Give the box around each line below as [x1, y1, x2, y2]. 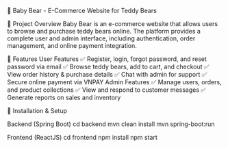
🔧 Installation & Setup [7, 107, 67, 114]
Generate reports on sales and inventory [7, 93, 121, 101]
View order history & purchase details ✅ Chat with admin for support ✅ [7, 71, 207, 78]
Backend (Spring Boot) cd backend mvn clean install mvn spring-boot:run [7, 120, 215, 128]
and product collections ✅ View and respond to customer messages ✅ [7, 86, 207, 94]
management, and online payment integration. [7, 42, 137, 49]
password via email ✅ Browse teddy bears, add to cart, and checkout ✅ [7, 62, 210, 71]
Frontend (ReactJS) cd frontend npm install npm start [7, 134, 157, 141]
